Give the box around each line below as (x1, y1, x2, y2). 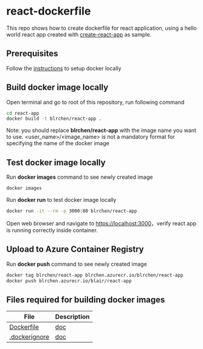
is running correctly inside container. (6, 226, 98, 233)
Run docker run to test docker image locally (6, 196, 117, 203)
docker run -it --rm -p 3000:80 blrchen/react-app (6, 208, 137, 214)
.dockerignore (9, 333, 50, 341)
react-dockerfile (6, 4, 91, 18)
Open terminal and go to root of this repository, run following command (6, 98, 185, 106)
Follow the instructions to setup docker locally (6, 64, 122, 72)
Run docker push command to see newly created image (6, 260, 147, 268)
